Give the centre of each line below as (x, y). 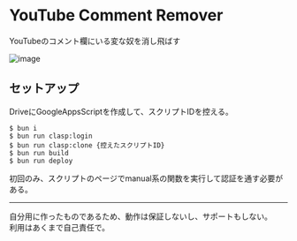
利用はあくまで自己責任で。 (60, 227)
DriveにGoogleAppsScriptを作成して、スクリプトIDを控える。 (122, 111)
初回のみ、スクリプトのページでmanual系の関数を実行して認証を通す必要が (146, 178)
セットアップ (44, 89)
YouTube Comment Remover (116, 15)
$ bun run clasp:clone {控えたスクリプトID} (87, 145)
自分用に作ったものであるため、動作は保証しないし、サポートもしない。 (141, 216)
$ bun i (23, 128)
